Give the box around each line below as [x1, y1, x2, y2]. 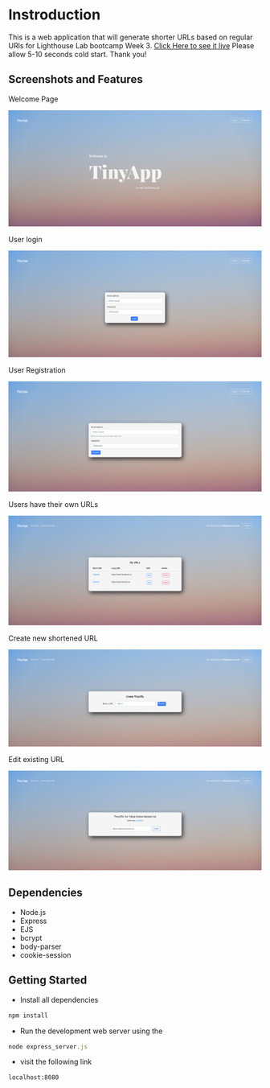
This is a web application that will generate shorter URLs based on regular [8, 32, 253, 42]
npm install [8, 1012, 48, 1020]
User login [8, 235, 43, 245]
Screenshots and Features [8, 72, 143, 86]
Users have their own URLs [8, 499, 99, 509]
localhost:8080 [8, 1074, 59, 1082]
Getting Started [8, 974, 88, 987]
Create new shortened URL [8, 633, 98, 643]
